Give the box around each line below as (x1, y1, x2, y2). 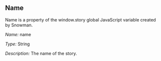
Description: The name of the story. (5, 50, 77, 56)
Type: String (5, 41, 30, 47)
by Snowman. (5, 22, 33, 28)
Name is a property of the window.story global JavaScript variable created (5, 17, 156, 22)
